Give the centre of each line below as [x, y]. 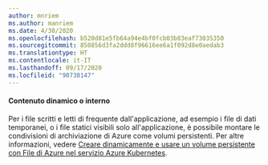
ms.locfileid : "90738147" [51, 75]
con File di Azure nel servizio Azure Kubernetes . [88, 152]
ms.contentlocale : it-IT [50, 61]
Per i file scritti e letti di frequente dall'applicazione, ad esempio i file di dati [132, 119]
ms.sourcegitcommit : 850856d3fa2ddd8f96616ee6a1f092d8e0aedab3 [116, 46]
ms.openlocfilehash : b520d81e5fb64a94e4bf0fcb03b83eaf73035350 [116, 38]
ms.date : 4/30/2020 [41, 30]
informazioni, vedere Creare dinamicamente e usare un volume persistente [132, 144]
